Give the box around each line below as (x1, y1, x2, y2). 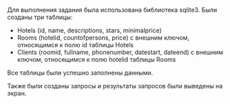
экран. (7, 89, 27, 97)
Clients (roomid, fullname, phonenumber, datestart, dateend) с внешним (17, 48, 224, 56)
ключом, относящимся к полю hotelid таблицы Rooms (17, 55, 176, 64)
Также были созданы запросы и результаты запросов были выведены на (7, 82, 223, 90)
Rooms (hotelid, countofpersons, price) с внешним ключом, (17, 34, 190, 42)
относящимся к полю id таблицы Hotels (17, 41, 134, 49)
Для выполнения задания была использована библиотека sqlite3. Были (7, 6, 218, 14)
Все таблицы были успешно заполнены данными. (7, 68, 154, 77)
